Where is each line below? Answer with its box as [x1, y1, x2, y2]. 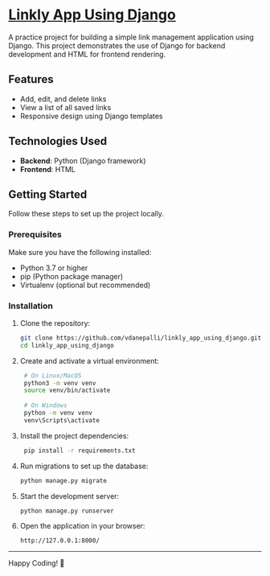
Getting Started [8, 187, 88, 201]
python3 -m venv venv [23, 379, 96, 387]
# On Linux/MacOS [23, 372, 82, 380]
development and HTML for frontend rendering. [8, 49, 166, 59]
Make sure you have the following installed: [8, 247, 152, 257]
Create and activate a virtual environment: [19, 356, 159, 365]
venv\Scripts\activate [23, 416, 100, 424]
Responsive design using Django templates [19, 111, 163, 121]
